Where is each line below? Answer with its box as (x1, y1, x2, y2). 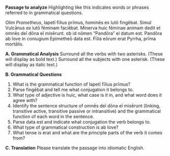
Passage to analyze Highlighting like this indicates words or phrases (5, 5, 149, 10)
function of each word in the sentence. (12, 113, 94, 120)
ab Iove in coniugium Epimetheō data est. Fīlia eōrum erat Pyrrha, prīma (5, 35, 156, 42)
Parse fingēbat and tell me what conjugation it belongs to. (12, 87, 134, 93)
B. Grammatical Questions (5, 71, 62, 77)
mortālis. (5, 41, 24, 47)
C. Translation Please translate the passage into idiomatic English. (5, 145, 145, 151)
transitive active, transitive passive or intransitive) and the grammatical (12, 108, 161, 114)
